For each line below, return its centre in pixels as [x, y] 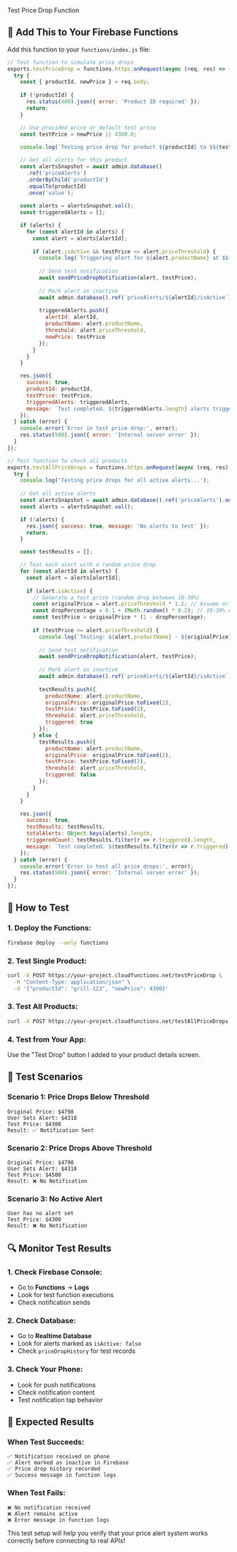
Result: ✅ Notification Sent [51, 1130]
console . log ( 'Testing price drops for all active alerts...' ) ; [115, 480]
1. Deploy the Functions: [49, 928]
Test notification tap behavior [60, 1399]
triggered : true [69, 722]
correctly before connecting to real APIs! [66, 1540]
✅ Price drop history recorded [54, 1469]
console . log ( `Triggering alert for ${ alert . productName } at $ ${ [135, 258]
